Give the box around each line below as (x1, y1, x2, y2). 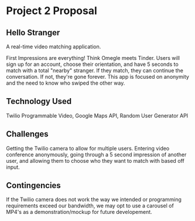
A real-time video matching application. (6, 43, 101, 50)
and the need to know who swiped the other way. (6, 79, 125, 86)
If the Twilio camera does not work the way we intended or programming (6, 196, 182, 203)
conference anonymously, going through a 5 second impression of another (6, 151, 187, 158)
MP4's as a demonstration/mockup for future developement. (6, 209, 152, 216)
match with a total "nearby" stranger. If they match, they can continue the (6, 67, 183, 74)
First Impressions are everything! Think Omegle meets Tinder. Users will (6, 55, 180, 61)
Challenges (6, 129, 49, 139)
